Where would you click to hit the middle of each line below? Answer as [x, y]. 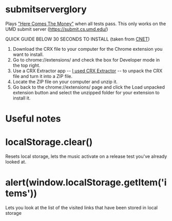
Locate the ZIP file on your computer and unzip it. [65, 82]
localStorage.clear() [49, 142]
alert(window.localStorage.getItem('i [86, 183]
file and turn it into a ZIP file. [43, 76]
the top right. [26, 65]
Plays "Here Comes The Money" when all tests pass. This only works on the [86, 24]
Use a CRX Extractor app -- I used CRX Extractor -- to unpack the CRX [88, 71]
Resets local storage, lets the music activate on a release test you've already [86, 156]
